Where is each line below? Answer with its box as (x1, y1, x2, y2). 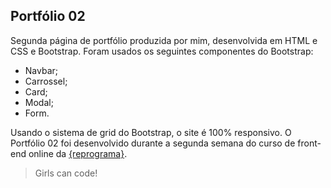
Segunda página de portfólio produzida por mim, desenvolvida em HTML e (10, 34, 318, 46)
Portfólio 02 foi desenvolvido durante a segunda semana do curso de (10, 137, 296, 149)
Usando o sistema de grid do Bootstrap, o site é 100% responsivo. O (10, 126, 292, 138)
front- (297, 137, 322, 149)
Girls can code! (34, 167, 98, 179)
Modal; (24, 96, 54, 108)
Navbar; (24, 64, 59, 76)
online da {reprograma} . (28, 147, 128, 159)
